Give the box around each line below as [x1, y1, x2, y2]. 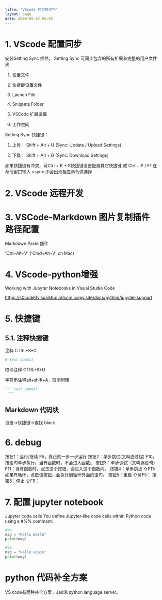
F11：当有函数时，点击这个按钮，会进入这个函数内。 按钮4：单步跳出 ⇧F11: [5, 466, 155, 471]
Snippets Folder [12, 101, 44, 107]
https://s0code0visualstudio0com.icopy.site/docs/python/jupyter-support [5, 294, 153, 301]
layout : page [5, 12, 32, 16]
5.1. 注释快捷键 [5, 334, 49, 342]
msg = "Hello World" [5, 532, 47, 537]
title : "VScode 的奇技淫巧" [5, 7, 58, 12]
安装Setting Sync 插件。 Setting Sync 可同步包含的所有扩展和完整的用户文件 [5, 55, 158, 61]
